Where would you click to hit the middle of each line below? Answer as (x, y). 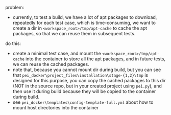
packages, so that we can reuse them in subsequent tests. (74, 33)
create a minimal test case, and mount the (57, 53)
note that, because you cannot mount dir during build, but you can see (87, 70)
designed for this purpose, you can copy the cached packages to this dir (89, 80)
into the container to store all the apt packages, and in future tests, (95, 59)
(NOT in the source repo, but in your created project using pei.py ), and (87, 86)
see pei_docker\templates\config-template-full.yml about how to (83, 102)
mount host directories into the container (56, 108)
